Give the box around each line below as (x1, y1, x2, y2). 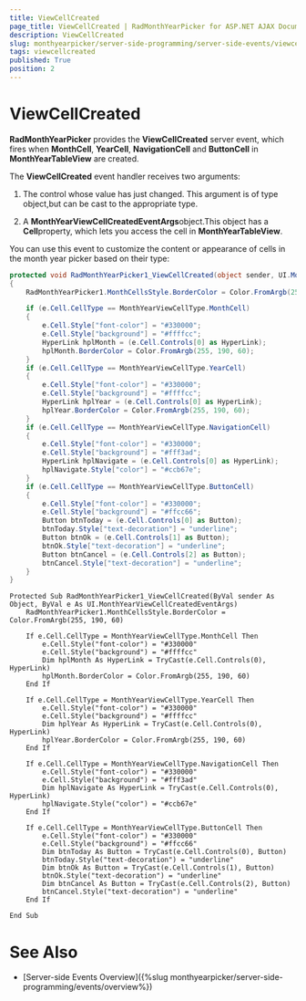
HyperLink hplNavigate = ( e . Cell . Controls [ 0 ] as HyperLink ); (42, 457, 280, 466)
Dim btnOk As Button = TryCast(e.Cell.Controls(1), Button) (42, 863, 275, 872)
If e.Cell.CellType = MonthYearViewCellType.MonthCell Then (25, 631, 259, 641)
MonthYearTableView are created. (9, 152, 139, 164)
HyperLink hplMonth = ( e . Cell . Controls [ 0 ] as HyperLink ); (42, 338, 267, 347)
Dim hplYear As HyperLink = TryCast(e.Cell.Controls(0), (42, 720, 262, 729)
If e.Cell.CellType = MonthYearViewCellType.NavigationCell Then (25, 759, 280, 769)
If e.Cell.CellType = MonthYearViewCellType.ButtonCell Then (25, 823, 262, 833)
